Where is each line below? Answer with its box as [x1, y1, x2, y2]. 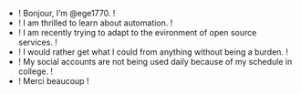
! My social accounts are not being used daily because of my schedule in [17, 57, 293, 67]
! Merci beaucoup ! [17, 76, 89, 86]
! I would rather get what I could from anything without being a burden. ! [17, 47, 289, 57]
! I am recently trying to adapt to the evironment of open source [17, 27, 257, 37]
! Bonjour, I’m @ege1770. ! [17, 8, 116, 18]
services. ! [17, 37, 57, 47]
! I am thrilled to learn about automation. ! [17, 17, 173, 28]
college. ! [17, 66, 53, 77]
